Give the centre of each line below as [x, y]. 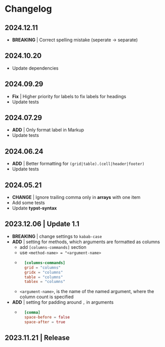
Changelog [28, 9]
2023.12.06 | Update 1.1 [42, 224]
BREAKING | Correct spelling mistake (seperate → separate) [75, 40]
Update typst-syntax [34, 208]
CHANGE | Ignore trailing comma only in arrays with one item [76, 197]
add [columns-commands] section [53, 247]
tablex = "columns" [45, 282]
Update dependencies [35, 68]
